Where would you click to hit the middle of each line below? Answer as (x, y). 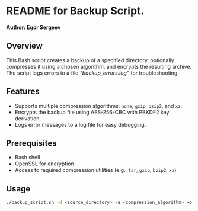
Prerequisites (31, 143)
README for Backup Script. (75, 11)
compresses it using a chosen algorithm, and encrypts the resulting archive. (99, 66)
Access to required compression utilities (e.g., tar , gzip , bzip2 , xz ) (95, 170)
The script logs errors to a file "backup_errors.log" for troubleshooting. (92, 73)
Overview (25, 46)
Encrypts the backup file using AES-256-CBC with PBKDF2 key (92, 112)
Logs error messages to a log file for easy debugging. (80, 124)
